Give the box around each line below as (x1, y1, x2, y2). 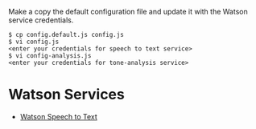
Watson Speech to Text (19, 111, 98, 121)
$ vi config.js (8, 38, 60, 46)
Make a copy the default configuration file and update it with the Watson (8, 7, 248, 16)
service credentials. (8, 15, 74, 25)
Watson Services (8, 86, 125, 103)
